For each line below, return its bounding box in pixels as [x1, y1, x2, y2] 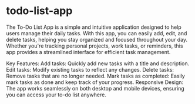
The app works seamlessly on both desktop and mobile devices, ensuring [6, 85, 185, 92]
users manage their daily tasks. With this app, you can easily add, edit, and [6, 29, 187, 36]
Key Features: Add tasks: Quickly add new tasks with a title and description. [6, 60, 190, 67]
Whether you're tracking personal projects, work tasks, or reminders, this [6, 42, 183, 49]
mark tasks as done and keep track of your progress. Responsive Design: [6, 78, 184, 86]
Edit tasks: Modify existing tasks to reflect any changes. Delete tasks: [6, 66, 174, 73]
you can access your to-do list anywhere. [6, 91, 107, 98]
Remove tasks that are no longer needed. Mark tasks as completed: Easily [6, 72, 185, 79]
